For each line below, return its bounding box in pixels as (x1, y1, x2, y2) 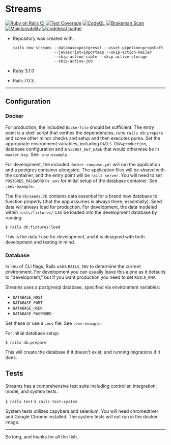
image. (5, 419, 20, 425)
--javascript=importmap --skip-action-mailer (53, 50, 152, 55)
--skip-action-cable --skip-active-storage (53, 54, 148, 59)
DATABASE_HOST (12, 295, 43, 300)
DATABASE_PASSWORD (12, 311, 52, 316)
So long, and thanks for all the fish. (5, 433, 78, 440)
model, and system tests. (5, 388, 58, 394)
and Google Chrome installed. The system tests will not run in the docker (5, 413, 158, 419)
